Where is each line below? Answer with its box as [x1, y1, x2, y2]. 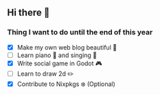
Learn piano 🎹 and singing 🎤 [16, 51, 98, 59]
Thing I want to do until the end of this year [7, 28, 153, 37]
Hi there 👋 [7, 7, 50, 19]
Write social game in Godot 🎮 [16, 59, 102, 67]
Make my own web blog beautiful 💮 [16, 43, 117, 52]
